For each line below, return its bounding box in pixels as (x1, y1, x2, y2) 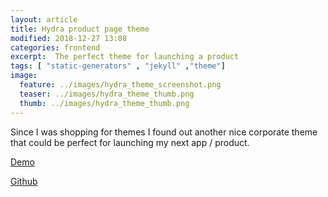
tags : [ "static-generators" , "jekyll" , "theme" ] (10, 61, 226, 71)
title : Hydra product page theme (10, 24, 150, 34)
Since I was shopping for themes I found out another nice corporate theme (10, 126, 318, 138)
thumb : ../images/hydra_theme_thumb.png (19, 98, 190, 108)
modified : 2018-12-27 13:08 (10, 33, 128, 43)
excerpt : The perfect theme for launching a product (10, 52, 240, 62)
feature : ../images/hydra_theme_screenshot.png (19, 80, 222, 90)
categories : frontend (10, 42, 101, 53)
